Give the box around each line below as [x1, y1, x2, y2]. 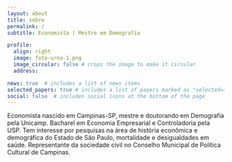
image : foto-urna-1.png [13, 54, 81, 62]
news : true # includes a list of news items [7, 80, 140, 87]
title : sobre [7, 17, 45, 23]
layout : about [7, 10, 48, 17]
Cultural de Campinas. [7, 148, 70, 156]
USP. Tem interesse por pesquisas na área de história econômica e [7, 126, 198, 134]
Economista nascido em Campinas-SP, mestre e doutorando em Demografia [7, 112, 224, 120]
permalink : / [7, 23, 45, 30]
